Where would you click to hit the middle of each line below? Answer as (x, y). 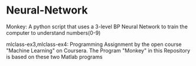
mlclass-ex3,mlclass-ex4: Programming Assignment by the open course (94, 44)
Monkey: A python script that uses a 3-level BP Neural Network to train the (97, 27)
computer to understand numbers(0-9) (53, 32)
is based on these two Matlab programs (55, 57)
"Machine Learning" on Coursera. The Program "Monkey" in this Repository (98, 50)
